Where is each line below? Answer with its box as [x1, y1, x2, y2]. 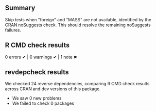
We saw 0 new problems [12, 95, 62, 101]
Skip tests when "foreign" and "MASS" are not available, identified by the [5, 16, 152, 22]
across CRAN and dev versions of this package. [5, 86, 101, 92]
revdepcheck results [5, 68, 69, 77]
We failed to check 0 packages [12, 100, 74, 106]
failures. [5, 27, 21, 33]
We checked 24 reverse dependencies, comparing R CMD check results [5, 81, 150, 87]
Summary [5, 4, 35, 12]
